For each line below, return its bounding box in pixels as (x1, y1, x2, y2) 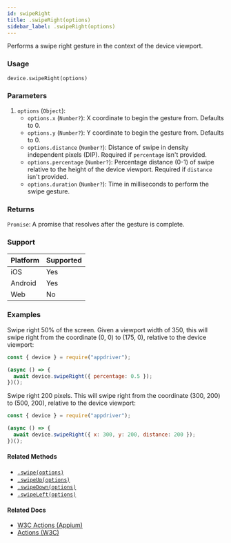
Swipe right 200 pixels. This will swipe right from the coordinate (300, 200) (7, 392, 221, 400)
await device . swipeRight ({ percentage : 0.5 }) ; (13, 372, 153, 380)
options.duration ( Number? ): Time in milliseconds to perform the (27, 180, 209, 188)
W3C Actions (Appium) (17, 521, 83, 529)
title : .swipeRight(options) (7, 17, 91, 23)
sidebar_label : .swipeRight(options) (7, 23, 116, 30)
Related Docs (7, 506, 46, 514)
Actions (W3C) (17, 528, 60, 537)
